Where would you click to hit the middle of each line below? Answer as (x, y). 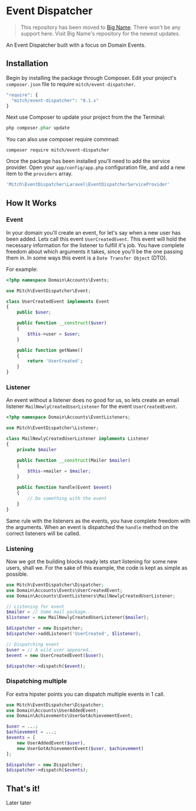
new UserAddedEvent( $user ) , (51, 743)
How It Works (32, 203)
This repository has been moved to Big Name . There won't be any (101, 27)
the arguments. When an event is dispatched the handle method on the (92, 527)
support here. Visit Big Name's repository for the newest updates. (100, 33)
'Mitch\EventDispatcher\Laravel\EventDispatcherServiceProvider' (88, 184)
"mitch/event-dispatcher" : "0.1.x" (55, 100)
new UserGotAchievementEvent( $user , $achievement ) (80, 748)
